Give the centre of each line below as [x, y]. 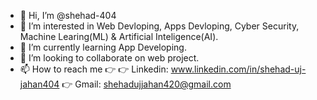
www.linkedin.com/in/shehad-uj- [238, 69]
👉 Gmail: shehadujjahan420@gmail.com [146, 84]
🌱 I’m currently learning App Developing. [103, 47]
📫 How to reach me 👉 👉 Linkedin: [94, 69]
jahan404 [39, 84]
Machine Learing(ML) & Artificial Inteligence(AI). [119, 36]
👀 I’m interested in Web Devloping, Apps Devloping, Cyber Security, [159, 26]
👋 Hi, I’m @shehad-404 [68, 15]
